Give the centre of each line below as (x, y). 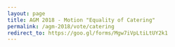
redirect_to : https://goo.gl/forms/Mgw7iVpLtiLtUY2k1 (88, 33)
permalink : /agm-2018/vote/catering (61, 26)
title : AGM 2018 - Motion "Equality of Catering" (82, 20)
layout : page (26, 13)
